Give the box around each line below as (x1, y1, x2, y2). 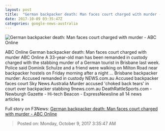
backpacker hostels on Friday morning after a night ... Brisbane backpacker (5, 70, 158, 76)
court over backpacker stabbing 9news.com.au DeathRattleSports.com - (5, 86, 152, 92)
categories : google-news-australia (5, 21, 78, 26)
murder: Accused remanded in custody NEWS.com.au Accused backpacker (5, 75, 159, 81)
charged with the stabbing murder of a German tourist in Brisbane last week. (5, 60, 160, 65)
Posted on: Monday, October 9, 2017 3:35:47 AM (17, 121, 116, 127)
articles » (5, 97, 24, 102)
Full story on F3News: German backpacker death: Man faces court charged (5, 106, 158, 112)
